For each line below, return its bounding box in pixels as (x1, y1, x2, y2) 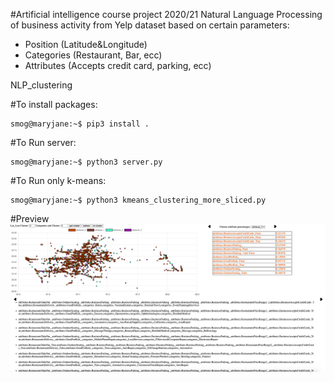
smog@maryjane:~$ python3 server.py (10, 157, 163, 167)
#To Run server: (10, 137, 77, 148)
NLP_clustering (10, 79, 73, 91)
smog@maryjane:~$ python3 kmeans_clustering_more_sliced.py (10, 195, 267, 205)
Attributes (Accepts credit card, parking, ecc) (24, 60, 212, 71)
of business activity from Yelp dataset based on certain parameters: (10, 19, 290, 31)
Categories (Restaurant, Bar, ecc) (24, 49, 163, 61)
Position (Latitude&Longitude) (24, 39, 148, 50)
